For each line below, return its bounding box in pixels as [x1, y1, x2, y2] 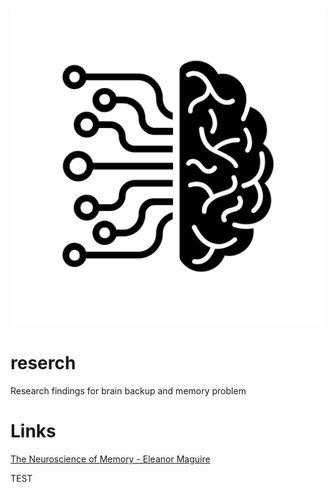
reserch [10, 352, 77, 375]
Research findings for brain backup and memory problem [10, 385, 247, 397]
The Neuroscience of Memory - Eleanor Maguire [10, 453, 211, 465]
